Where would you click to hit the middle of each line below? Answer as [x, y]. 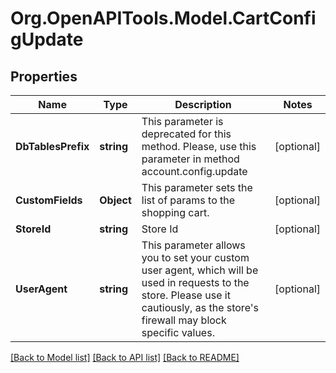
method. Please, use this [199, 146]
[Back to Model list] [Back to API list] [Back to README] [125, 357]
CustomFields [49, 200]
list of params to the [188, 200]
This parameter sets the [197, 187]
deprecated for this [186, 134]
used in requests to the [195, 282]
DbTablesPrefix [52, 146]
